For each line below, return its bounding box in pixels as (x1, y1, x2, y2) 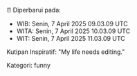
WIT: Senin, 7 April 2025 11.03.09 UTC (16, 35, 125, 42)
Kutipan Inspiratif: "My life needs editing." (6, 48, 125, 56)
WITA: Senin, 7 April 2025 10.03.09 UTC (16, 27, 131, 35)
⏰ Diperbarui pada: (6, 6, 62, 14)
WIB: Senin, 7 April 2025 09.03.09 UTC (16, 20, 129, 28)
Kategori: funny (6, 61, 51, 69)
